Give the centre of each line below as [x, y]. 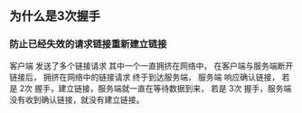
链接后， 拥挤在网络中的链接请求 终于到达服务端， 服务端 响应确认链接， [145, 77]
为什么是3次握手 [55, 16]
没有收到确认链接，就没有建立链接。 [77, 99]
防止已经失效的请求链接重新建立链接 [88, 44]
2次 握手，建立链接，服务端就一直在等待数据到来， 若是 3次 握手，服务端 [156, 88]
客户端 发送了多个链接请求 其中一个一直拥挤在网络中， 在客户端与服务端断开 [151, 65]
